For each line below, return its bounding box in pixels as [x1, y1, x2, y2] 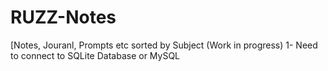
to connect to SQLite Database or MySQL [10, 49, 181, 61]
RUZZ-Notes [10, 6, 117, 29]
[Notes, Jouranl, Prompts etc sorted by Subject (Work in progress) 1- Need [10, 39, 318, 51]
